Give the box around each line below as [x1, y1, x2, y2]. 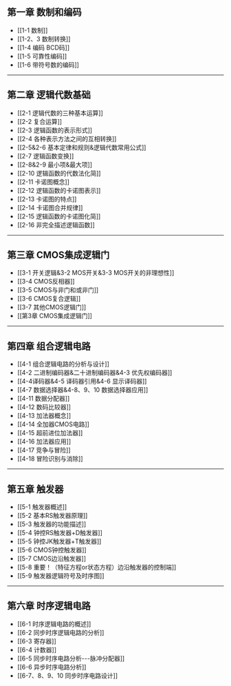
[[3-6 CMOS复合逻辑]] [16, 295, 81, 303]
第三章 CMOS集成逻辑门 [7, 249, 110, 261]
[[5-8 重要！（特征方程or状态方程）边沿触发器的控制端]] [16, 563, 177, 572]
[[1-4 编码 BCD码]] [16, 43, 70, 52]
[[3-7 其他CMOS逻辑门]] [16, 303, 87, 311]
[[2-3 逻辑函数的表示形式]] [16, 126, 93, 134]
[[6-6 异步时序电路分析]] [16, 663, 87, 671]
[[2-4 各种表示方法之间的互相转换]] [16, 134, 117, 143]
